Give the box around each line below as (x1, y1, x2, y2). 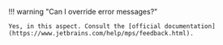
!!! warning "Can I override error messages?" (8, 7, 158, 16)
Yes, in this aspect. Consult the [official (8, 22, 161, 31)
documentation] (164, 22, 217, 31)
